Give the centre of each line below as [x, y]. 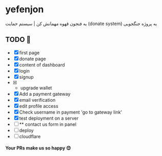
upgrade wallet [36, 87]
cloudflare [30, 136]
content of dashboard [42, 64]
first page [29, 53]
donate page [32, 59]
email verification [37, 100]
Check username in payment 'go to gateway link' [71, 112]
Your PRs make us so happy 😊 [38, 148]
